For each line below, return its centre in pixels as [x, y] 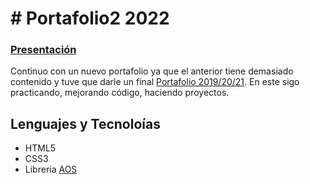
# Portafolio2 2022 [90, 18]
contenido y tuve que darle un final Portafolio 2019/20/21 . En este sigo [155, 82]
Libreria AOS [51, 169]
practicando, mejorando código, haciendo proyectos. [120, 93]
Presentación [43, 50]
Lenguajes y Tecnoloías [85, 123]
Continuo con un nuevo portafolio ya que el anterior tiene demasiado [152, 71]
